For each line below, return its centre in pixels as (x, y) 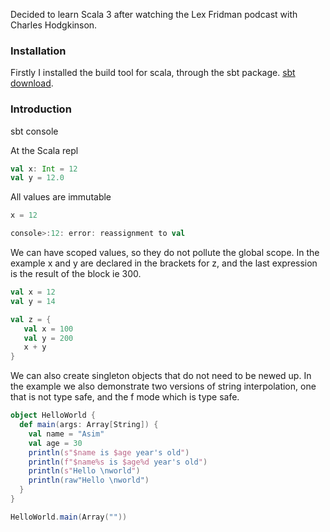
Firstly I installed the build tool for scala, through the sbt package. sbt (153, 73)
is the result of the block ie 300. (76, 274)
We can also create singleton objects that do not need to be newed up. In (161, 376)
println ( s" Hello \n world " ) (84, 471)
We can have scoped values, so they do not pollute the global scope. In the (165, 253)
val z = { (31, 319)
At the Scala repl (44, 150)
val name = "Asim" (66, 434)
